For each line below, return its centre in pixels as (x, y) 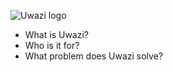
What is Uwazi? (56, 34)
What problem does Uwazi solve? (93, 56)
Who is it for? (52, 45)
